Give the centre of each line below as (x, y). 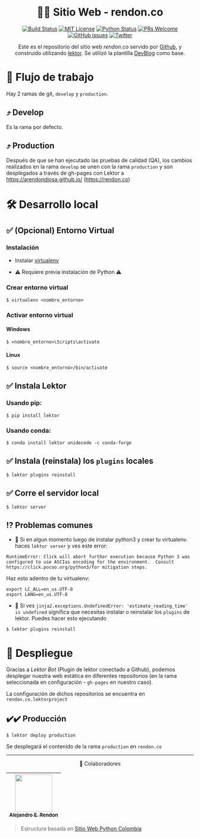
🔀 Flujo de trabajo (50, 77)
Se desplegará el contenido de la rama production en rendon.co (84, 747)
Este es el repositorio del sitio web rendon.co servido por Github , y (100, 47)
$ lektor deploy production (41, 735)
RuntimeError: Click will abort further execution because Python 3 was (98, 557)
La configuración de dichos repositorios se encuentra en (76, 694)
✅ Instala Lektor (36, 386)
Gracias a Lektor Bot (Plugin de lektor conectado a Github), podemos (91, 669)
